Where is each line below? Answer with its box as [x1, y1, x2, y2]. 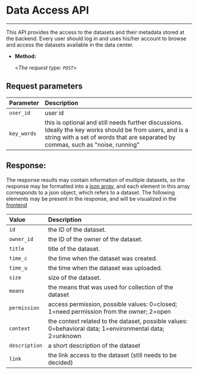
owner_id [9, 236, 34, 242]
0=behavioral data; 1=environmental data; [48, 324, 165, 333]
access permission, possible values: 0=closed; [48, 300, 177, 308]
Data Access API [6, 4, 90, 17]
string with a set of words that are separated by [44, 133, 176, 141]
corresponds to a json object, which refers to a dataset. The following [6, 188, 175, 196]
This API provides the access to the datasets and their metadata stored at [6, 28, 184, 35]
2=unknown [48, 331, 81, 340]
